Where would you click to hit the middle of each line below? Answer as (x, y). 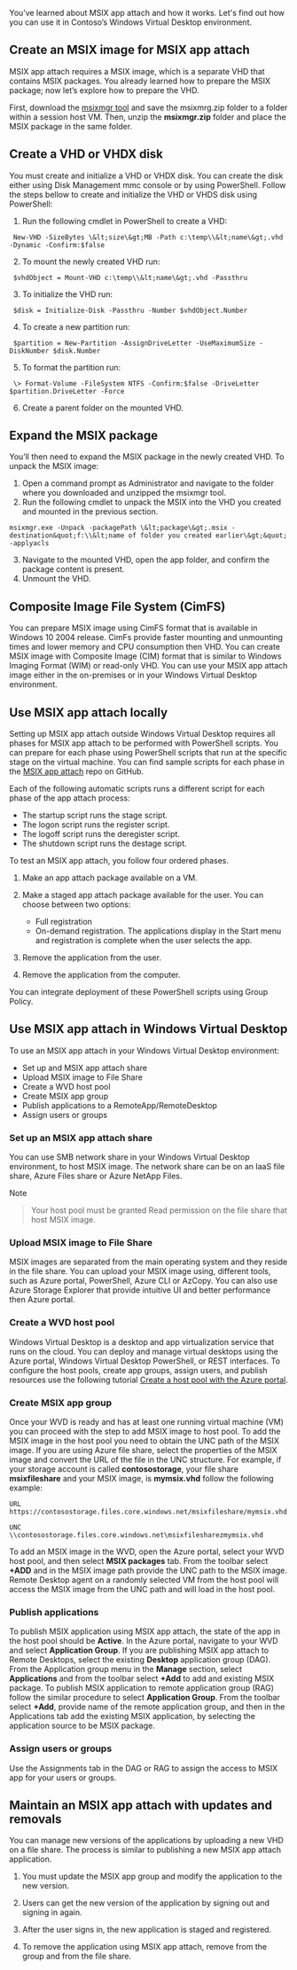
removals (35, 1820)
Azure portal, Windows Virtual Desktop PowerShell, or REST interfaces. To (145, 1361)
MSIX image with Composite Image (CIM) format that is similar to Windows (145, 656)
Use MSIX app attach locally (89, 712)
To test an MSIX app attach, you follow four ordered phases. (119, 861)
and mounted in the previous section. (90, 512)
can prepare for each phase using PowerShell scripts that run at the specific (148, 753)
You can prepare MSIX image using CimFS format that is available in (133, 628)
